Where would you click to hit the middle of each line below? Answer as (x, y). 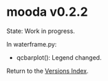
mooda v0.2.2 (47, 12)
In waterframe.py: (32, 44)
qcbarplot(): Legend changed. (59, 57)
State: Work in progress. (41, 31)
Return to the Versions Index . (47, 71)
